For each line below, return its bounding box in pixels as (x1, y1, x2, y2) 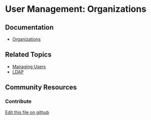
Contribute (5, 98, 32, 105)
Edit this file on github (5, 109, 49, 115)
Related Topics (5, 50, 52, 59)
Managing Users (12, 63, 46, 70)
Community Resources (5, 83, 77, 92)
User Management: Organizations (5, 3, 147, 15)
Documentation (5, 23, 54, 32)
